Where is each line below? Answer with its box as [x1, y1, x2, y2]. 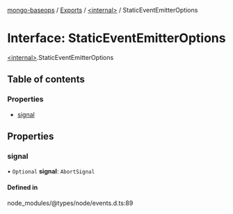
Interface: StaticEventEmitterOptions [7, 31, 226, 46]
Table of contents [7, 73, 85, 86]
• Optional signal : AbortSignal [7, 167, 95, 176]
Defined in [7, 183, 38, 191]
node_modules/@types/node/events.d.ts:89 [7, 199, 134, 207]
